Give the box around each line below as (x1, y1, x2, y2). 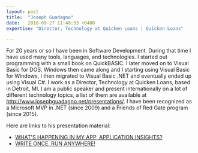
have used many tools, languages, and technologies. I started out (6, 53, 168, 60)
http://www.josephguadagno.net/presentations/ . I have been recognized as (6, 98, 192, 105)
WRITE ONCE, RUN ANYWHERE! (14, 140, 96, 147)
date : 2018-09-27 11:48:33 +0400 (6, 20, 95, 26)
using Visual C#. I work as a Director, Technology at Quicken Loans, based (6, 79, 191, 86)
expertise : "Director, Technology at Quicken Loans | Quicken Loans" (6, 25, 184, 32)
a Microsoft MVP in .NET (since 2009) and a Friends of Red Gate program (6, 104, 188, 111)
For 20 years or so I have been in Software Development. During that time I (6, 47, 191, 54)
